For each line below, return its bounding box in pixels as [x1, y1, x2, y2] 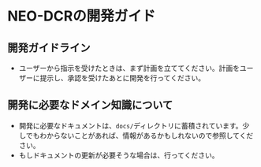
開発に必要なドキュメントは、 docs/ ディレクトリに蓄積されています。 [18, 121, 243, 130]
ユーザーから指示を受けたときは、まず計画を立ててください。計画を [18, 64, 240, 72]
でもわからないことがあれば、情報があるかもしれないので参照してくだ [25, 131, 254, 140]
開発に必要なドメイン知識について [7, 98, 173, 112]
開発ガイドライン [7, 41, 91, 54]
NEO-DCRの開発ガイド [7, 7, 156, 25]
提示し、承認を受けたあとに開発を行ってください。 [39, 73, 206, 83]
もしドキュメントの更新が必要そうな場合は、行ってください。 [18, 150, 219, 160]
